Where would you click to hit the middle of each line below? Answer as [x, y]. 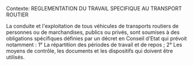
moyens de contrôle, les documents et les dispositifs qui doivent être [90, 51]
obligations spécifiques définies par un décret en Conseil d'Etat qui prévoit [96, 38]
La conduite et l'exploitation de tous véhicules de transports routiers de [92, 26]
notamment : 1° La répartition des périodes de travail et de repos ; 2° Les [94, 45]
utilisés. [16, 57]
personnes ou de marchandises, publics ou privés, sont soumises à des [93, 32]
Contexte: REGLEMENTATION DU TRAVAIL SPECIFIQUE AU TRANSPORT [94, 8]
